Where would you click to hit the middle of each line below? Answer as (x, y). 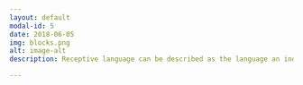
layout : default (40, 17)
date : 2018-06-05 (42, 34)
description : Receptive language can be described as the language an (145, 59)
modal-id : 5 (32, 26)
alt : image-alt (38, 51)
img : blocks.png (40, 42)
